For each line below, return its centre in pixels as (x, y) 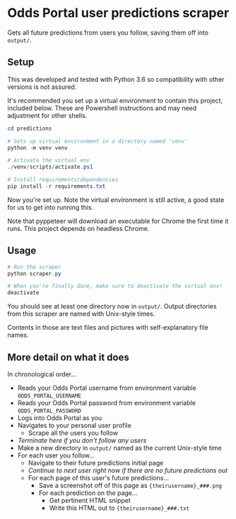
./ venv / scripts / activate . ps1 (50, 167)
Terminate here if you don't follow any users (82, 440)
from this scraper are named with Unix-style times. (81, 314)
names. (18, 335)
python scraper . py (34, 273)
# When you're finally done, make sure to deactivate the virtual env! (115, 286)
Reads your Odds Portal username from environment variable (107, 388)
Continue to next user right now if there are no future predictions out (128, 470)
